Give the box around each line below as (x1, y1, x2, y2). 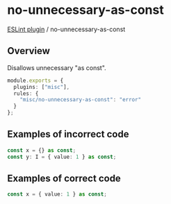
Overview (7, 45, 51, 57)
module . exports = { (7, 77, 64, 84)
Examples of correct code (7, 172, 122, 184)
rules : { (13, 90, 39, 97)
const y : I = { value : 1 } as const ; (7, 153, 117, 160)
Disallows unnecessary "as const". (7, 63, 106, 71)
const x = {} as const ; (7, 146, 76, 154)
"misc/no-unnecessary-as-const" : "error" (19, 96, 141, 103)
